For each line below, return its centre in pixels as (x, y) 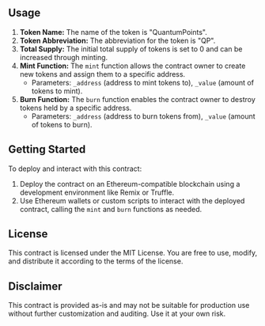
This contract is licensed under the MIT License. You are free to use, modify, (133, 253)
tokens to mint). (57, 91)
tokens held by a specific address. (76, 108)
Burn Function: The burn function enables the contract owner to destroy (137, 99)
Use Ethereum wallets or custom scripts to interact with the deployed (132, 200)
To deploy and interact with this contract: (75, 169)
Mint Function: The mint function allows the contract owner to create (132, 66)
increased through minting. (64, 57)
